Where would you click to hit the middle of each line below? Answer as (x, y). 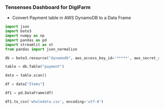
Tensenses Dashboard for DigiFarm (48, 7)
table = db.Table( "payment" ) (35, 67)
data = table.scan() (26, 76)
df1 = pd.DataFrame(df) (29, 93)
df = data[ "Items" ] (25, 84)
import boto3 (18, 31)
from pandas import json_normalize (41, 49)
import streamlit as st (29, 45)
